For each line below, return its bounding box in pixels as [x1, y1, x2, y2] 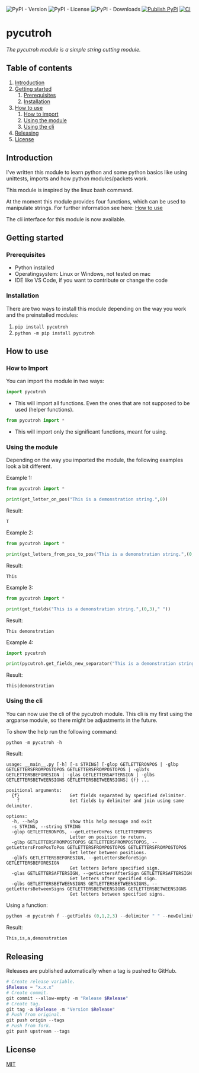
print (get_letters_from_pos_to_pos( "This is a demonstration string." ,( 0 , [6, 551, 195, 557]
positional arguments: [6, 788, 62, 794]
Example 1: [6, 475, 33, 482]
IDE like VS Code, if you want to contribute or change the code [14, 276, 168, 284]
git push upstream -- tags [6, 1029, 70, 1034]
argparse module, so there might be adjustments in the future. [6, 717, 158, 724]
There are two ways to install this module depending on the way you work [6, 305, 187, 312]
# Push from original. [6, 1012, 62, 1018]
